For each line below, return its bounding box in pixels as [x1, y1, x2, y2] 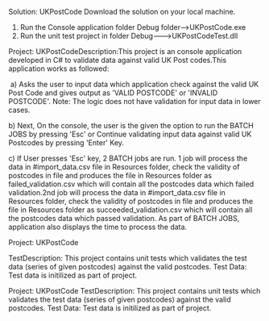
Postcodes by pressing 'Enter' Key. [8, 138, 125, 148]
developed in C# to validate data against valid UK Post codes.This [8, 56, 227, 65]
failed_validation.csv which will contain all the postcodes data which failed [8, 179, 255, 189]
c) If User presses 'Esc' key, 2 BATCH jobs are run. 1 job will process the [8, 153, 248, 163]
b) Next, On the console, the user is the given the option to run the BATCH [8, 121, 254, 130]
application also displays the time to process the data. [8, 222, 188, 231]
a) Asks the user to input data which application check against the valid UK [10, 80, 259, 89]
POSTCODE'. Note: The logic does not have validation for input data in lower [8, 97, 262, 106]
